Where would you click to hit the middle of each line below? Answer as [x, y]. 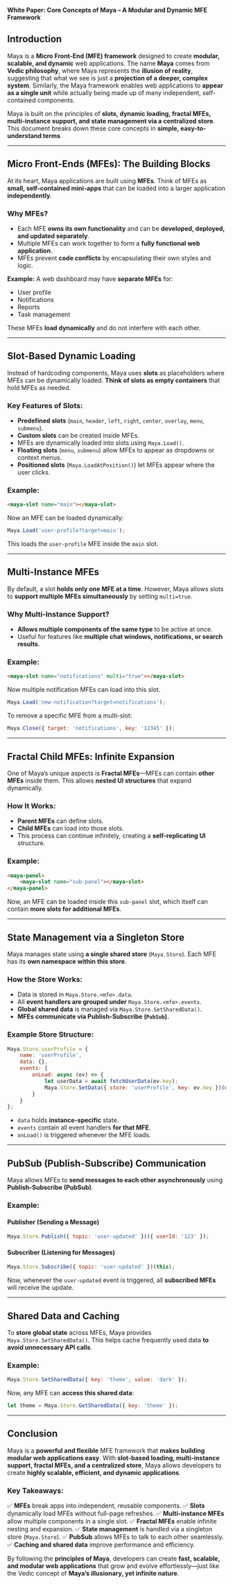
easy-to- [193, 128]
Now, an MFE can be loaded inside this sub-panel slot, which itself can [107, 902]
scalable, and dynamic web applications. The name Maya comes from [109, 63]
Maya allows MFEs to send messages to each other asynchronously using [115, 1180]
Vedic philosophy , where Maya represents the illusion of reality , [100, 70]
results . [28, 644]
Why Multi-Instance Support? [58, 614]
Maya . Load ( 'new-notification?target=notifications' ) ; [87, 702]
